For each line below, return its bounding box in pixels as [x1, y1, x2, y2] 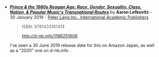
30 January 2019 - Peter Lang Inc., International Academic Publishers [9, 14, 149, 20]
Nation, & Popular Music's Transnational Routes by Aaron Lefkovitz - [9, 9, 152, 15]
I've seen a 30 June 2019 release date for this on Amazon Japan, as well [9, 43, 155, 48]
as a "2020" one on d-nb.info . [9, 48, 71, 53]
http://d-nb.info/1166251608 [21, 33, 78, 39]
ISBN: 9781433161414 [21, 24, 65, 29]
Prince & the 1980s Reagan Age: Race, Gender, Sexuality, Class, [9, 4, 142, 10]
